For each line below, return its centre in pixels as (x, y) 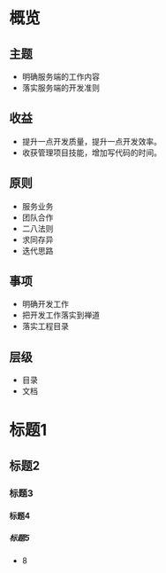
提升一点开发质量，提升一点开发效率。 (91, 141)
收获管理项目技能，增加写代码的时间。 (91, 153)
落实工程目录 (45, 326)
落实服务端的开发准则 (60, 88)
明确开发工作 (45, 304)
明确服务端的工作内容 (60, 77)
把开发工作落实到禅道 (60, 315)
